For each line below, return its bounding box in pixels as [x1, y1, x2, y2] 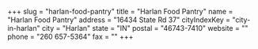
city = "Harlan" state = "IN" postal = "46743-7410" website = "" [41, 24, 249, 32]
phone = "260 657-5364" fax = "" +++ [7, 32, 134, 41]
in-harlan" [7, 24, 40, 32]
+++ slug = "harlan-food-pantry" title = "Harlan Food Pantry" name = [7, 7, 233, 16]
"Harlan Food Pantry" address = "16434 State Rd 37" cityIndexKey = [7, 15, 231, 24]
